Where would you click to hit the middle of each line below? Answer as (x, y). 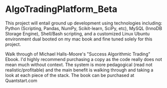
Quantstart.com (21, 80)
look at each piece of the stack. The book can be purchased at (70, 75)
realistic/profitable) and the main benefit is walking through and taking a (79, 70)
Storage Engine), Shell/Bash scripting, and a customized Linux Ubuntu (77, 33)
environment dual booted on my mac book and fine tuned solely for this (79, 39)
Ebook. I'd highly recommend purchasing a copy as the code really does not (84, 59)
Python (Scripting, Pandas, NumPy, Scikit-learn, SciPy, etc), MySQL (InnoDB (84, 28)
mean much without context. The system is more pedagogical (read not (79, 64)
